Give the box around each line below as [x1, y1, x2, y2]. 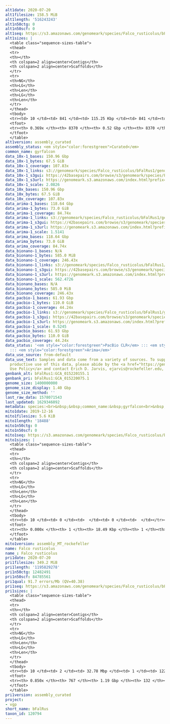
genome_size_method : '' [5, 390, 56, 395]
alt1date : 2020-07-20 [5, 7, 51, 13]
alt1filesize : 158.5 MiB [5, 12, 58, 17]
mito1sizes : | [5, 437, 35, 443]
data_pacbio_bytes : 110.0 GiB [5, 333, 69, 338]
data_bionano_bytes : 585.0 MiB [5, 286, 71, 291]
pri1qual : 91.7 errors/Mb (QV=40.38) [5, 579, 85, 584]
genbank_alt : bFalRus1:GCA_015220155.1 [5, 371, 90, 376]
